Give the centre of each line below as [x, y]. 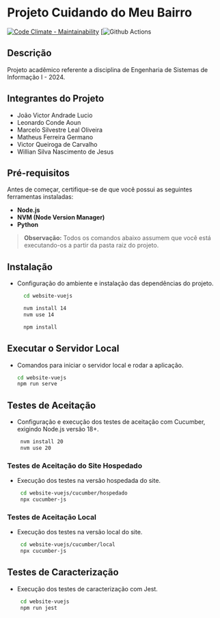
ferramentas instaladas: [40, 197]
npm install [40, 327]
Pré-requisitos [39, 173]
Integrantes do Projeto [56, 98]
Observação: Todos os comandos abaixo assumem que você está [118, 238]
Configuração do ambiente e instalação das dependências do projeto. [115, 283]
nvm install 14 [45, 309]
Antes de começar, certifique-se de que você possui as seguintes [100, 189]
